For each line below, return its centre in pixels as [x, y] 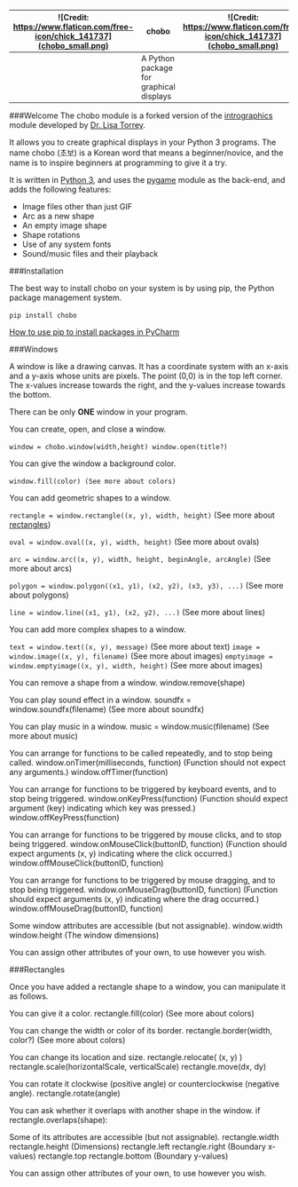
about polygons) [39, 595]
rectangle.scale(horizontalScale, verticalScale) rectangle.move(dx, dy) [138, 1067]
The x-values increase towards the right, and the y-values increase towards [147, 385]
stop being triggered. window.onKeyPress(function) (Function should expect [149, 799]
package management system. [66, 297]
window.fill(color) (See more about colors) [93, 482]
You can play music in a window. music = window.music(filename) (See [139, 727]
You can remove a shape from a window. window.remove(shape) [127, 683]
